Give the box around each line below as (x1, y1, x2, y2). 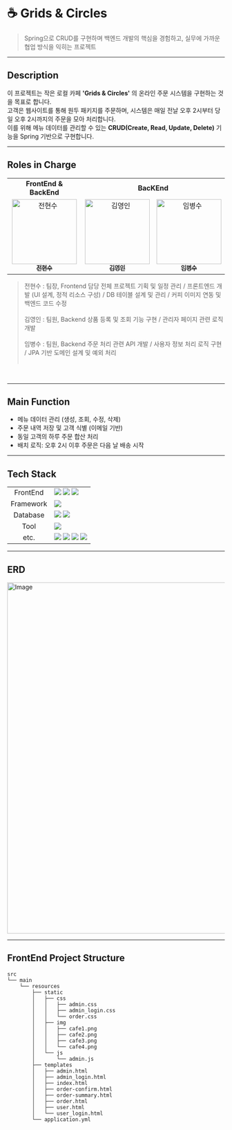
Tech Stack (7, 468, 57, 480)
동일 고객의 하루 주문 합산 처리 (17, 432, 99, 441)
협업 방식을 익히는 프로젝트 (23, 42, 97, 51)
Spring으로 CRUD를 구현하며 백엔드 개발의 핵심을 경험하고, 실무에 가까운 (23, 34, 221, 42)
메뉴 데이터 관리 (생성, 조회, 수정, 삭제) (17, 415, 121, 423)
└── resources (19, 983, 60, 990)
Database (13, 510, 45, 520)
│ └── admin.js (32, 1055, 95, 1062)
